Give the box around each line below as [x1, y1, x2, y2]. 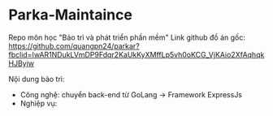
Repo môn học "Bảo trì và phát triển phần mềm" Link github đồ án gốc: [8, 32, 245, 42]
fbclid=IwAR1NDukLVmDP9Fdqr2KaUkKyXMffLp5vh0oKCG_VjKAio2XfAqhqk [8, 49, 265, 59]
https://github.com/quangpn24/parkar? [8, 41, 140, 50]
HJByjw [8, 58, 35, 68]
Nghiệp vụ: [19, 98, 58, 108]
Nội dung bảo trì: [8, 74, 65, 84]
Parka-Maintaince [8, 6, 132, 24]
